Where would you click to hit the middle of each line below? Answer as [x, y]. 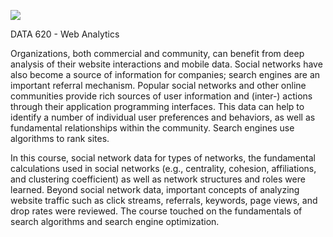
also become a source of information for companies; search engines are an [165, 74]
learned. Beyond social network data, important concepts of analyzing [155, 189]
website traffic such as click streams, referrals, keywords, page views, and [164, 200]
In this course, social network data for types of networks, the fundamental [163, 158]
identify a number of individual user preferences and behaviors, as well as [163, 117]
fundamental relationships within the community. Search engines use [152, 128]
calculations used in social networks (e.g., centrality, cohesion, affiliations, [163, 168]
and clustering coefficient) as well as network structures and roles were [158, 179]
